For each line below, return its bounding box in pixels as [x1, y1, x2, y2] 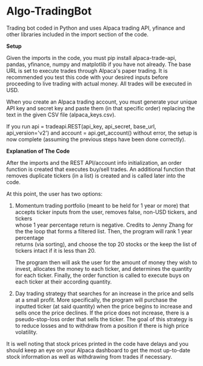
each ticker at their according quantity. [15, 278, 112, 285]
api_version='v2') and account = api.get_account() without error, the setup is [6, 129, 198, 136]
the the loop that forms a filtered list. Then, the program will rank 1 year [15, 227, 193, 235]
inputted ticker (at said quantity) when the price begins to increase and [15, 302, 193, 310]
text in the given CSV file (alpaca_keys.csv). [6, 111, 116, 118]
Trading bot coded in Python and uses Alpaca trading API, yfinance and [6, 24, 185, 32]
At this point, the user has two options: [6, 190, 103, 198]
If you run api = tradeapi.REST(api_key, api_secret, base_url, [6, 122, 156, 130]
